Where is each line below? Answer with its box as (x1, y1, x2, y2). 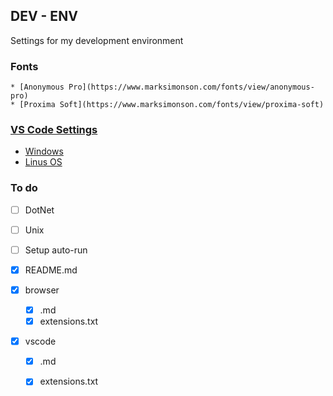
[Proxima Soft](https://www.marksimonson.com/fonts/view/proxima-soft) (19, 100, 325, 110)
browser (24, 284, 60, 296)
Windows (24, 145, 64, 158)
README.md (24, 264, 78, 276)
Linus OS (24, 156, 63, 168)
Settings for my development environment (10, 34, 184, 46)
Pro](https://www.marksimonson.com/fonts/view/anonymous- (68, 82, 315, 93)
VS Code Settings (10, 123, 98, 137)
